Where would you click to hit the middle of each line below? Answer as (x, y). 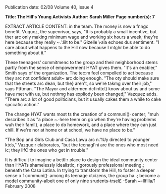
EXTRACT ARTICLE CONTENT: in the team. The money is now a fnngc (77, 26)
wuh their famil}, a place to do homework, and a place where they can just (81, 125)
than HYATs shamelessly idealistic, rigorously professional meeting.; (75, 165)
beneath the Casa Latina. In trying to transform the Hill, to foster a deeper (80, 170)
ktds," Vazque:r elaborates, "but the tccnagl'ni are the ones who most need (82, 145)
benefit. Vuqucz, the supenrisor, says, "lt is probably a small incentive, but (81, 32)
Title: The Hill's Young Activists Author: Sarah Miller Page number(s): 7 (80, 17)
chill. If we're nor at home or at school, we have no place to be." (70, 130)
